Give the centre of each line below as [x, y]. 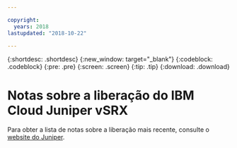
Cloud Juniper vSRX [68, 110]
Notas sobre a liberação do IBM [101, 95]
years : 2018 [31, 26]
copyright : [23, 20]
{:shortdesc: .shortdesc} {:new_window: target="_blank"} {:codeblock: [110, 59]
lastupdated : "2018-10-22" [47, 33]
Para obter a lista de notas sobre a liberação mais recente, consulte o [109, 130]
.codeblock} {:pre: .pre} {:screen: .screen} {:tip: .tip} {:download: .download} [118, 67]
